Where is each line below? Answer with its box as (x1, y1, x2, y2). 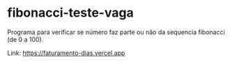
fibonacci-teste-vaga (7, 5, 134, 21)
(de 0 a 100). (7, 35, 44, 43)
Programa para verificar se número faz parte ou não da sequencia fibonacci (7, 28, 225, 36)
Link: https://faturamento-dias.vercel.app (7, 49, 125, 57)
